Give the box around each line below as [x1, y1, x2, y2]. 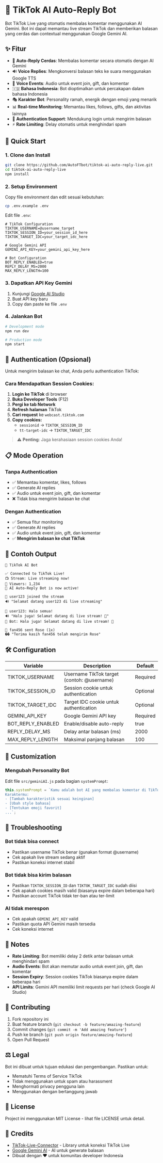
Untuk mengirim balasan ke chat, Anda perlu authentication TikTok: [5, 368, 139, 374]
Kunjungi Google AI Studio [12, 291, 65, 296]
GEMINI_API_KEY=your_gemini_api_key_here [5, 247, 90, 252]
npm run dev [5, 328, 29, 334]
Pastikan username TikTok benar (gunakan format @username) [12, 849, 139, 855]
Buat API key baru [12, 296, 49, 302]
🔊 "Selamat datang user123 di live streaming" [5, 599, 103, 604]
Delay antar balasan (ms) [64, 728, 121, 735]
